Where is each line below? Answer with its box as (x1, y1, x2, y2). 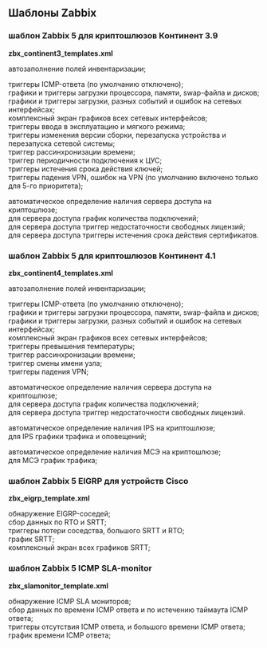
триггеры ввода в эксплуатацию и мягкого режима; (8, 121, 186, 131)
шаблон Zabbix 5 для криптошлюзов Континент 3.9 (8, 30, 218, 41)
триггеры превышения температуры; (8, 341, 135, 351)
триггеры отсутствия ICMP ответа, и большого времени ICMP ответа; (8, 622, 245, 631)
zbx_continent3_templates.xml (8, 48, 113, 58)
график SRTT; (8, 534, 55, 544)
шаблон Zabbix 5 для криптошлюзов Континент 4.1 (8, 250, 217, 261)
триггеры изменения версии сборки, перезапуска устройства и (8, 130, 226, 139)
